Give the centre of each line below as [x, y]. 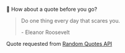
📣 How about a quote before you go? [52, 9]
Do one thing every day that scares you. [70, 21]
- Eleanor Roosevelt [45, 32]
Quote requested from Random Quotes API [59, 44]
